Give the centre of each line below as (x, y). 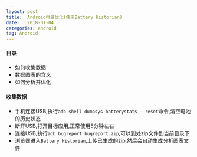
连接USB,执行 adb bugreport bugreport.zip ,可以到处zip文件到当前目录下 (102, 133)
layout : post (22, 12)
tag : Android (22, 34)
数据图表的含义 (33, 75)
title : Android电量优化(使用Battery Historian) (64, 17)
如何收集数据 (30, 67)
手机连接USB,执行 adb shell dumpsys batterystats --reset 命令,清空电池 (103, 111)
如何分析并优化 (33, 82)
